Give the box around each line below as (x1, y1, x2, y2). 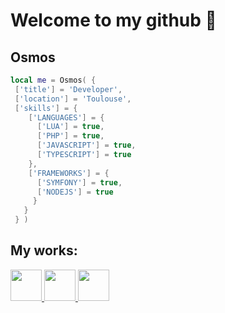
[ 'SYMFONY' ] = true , (36, 177, 123, 188)
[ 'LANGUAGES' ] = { (28, 112, 105, 123)
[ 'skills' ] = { (14, 103, 78, 113)
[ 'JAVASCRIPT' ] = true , (36, 140, 137, 151)
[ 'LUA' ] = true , (36, 122, 105, 132)
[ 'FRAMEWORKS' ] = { (28, 168, 110, 178)
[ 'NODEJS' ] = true (36, 187, 114, 197)
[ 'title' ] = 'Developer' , (14, 84, 123, 94)
